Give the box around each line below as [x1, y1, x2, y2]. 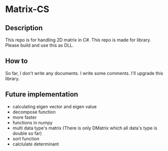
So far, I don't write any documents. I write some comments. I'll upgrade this [5, 70, 163, 76]
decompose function [12, 109, 56, 115]
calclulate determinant [12, 141, 59, 147]
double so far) [12, 130, 42, 136]
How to [5, 57, 28, 65]
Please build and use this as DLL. [5, 42, 74, 48]
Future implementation [5, 90, 78, 99]
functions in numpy [12, 119, 53, 125]
